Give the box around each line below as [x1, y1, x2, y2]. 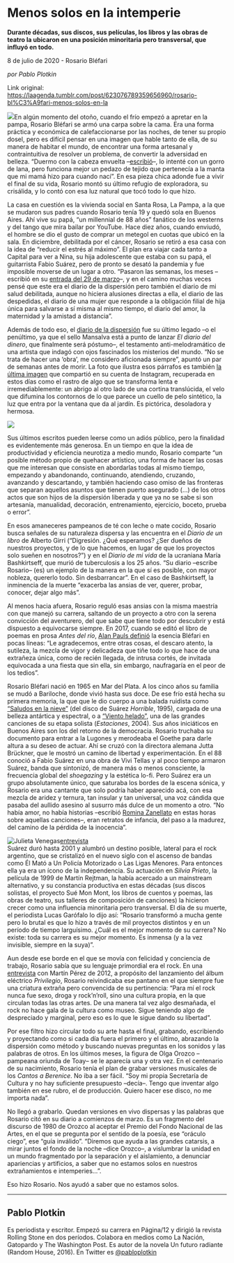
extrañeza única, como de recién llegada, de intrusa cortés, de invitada [7, 653, 211, 662]
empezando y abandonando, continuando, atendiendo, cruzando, [7, 470, 196, 479]
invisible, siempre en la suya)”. [7, 940, 95, 949]
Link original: [7, 83, 44, 92]
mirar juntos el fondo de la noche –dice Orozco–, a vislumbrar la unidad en [7, 1144, 221, 1153]
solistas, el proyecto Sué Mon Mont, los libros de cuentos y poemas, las [7, 889, 213, 897]
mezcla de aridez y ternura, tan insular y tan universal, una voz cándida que [7, 793, 225, 801]
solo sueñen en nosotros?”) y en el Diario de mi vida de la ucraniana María [7, 550, 221, 560]
